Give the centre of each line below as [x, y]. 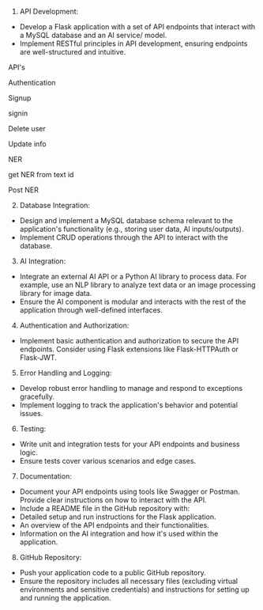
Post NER [24, 190]
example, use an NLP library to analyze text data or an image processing [137, 285]
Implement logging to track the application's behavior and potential [129, 405]
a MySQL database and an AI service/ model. [93, 35]
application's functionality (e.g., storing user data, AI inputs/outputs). [131, 229]
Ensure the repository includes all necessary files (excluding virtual [129, 581]
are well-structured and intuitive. [73, 52]
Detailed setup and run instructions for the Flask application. [118, 517]
